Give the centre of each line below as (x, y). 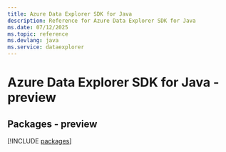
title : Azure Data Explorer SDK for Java (70, 14)
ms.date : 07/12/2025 (38, 27)
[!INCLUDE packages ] (40, 141)
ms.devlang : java (33, 41)
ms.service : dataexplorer (46, 47)
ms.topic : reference (38, 34)
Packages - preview (52, 124)
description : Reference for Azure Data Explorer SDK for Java (102, 21)
